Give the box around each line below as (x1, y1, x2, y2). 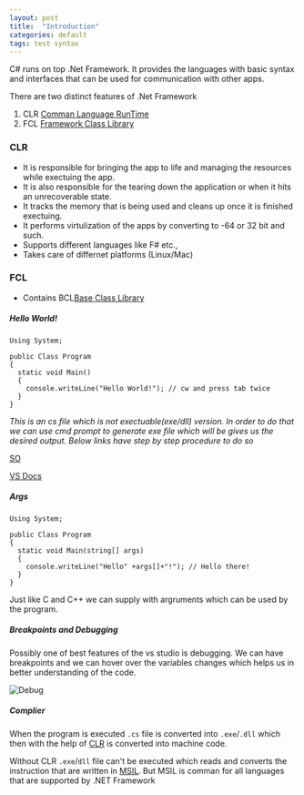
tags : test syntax (9, 38, 79, 48)
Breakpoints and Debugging (9, 625, 118, 636)
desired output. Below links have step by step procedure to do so (9, 434, 254, 446)
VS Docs (9, 470, 43, 481)
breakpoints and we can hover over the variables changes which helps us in (9, 657, 295, 668)
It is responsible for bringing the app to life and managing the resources (22, 161, 292, 173)
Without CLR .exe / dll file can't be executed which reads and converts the (9, 755, 288, 766)
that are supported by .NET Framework (9, 775, 157, 786)
